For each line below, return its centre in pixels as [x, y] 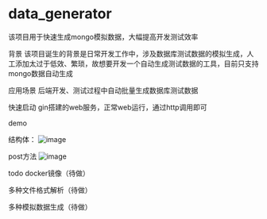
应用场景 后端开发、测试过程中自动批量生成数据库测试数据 [103, 90]
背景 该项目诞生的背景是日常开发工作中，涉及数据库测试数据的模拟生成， [128, 53]
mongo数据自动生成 [41, 73]
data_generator [60, 14]
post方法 [23, 156]
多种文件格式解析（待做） [50, 190]
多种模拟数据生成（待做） [50, 206]
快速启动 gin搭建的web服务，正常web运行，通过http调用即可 [108, 107]
